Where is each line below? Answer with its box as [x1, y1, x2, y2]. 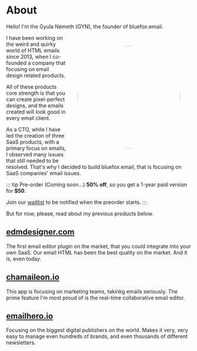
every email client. [6, 114, 51, 121]
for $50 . [6, 187, 26, 194]
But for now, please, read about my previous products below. [6, 210, 154, 217]
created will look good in [6, 108, 66, 115]
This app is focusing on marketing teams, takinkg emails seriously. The [6, 288, 178, 295]
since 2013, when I [6, 53, 52, 60]
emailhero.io [6, 311, 54, 321]
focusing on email [6, 65, 49, 72]
